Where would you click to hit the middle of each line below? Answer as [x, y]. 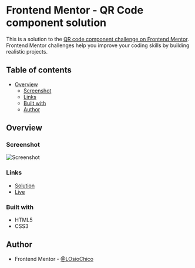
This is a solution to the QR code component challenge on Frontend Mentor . [97, 39]
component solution [56, 23]
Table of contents [39, 70]
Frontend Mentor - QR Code [75, 10]
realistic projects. [27, 51]
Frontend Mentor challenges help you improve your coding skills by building [98, 45]
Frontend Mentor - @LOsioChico [54, 259]
